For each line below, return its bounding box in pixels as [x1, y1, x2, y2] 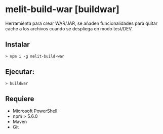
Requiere [5, 95, 34, 103]
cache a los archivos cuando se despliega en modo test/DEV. [5, 25, 133, 31]
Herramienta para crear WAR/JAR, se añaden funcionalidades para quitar [5, 20, 158, 26]
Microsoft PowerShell [12, 108, 58, 114]
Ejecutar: [5, 67, 34, 76]
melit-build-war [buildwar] [5, 4, 120, 15]
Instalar [5, 40, 30, 49]
